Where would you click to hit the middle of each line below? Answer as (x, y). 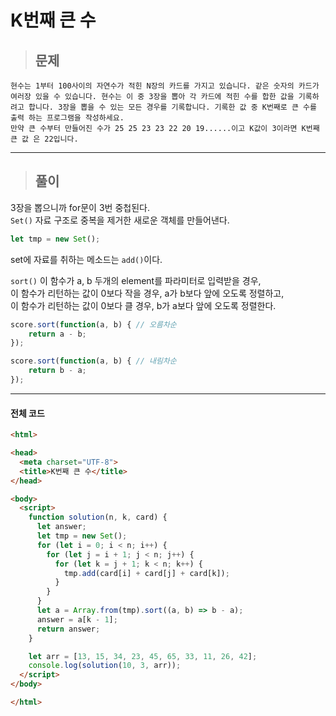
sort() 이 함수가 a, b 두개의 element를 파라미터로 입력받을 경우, (136, 280)
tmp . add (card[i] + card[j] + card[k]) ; (146, 573)
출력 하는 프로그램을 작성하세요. (67, 118)
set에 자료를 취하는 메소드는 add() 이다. (86, 259)
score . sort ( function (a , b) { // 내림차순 (93, 361)
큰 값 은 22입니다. (44, 139)
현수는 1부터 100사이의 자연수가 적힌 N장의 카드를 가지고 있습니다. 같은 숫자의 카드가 (165, 86)
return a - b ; (57, 334)
